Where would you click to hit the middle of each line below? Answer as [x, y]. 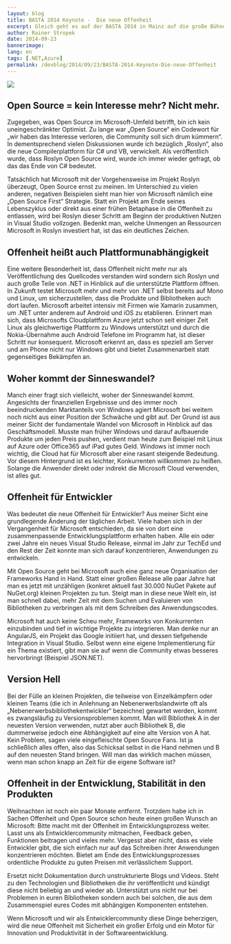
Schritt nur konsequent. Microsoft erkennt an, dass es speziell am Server [110, 342]
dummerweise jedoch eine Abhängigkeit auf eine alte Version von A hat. [109, 732]
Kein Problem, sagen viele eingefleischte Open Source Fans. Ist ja [100, 740]
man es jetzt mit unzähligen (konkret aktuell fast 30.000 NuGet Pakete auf [112, 586]
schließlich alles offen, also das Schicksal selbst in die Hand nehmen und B [113, 747]
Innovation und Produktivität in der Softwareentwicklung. [88, 933]
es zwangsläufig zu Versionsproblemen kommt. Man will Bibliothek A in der [113, 718]
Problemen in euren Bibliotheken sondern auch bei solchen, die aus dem [110, 897]
